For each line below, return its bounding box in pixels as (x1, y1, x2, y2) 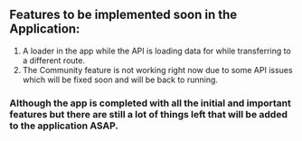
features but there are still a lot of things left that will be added (9, 108, 288, 120)
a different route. (22, 54, 86, 66)
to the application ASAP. (9, 119, 119, 132)
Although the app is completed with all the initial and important (9, 97, 291, 109)
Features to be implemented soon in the (9, 7, 238, 23)
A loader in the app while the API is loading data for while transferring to (22, 45, 291, 56)
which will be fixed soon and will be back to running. (22, 74, 219, 85)
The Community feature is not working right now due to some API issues (22, 64, 293, 75)
